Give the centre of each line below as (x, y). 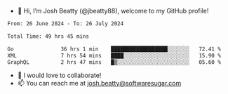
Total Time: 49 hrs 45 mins (48, 36)
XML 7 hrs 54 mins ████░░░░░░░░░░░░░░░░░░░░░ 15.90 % (114, 55)
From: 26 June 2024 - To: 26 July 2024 (66, 24)
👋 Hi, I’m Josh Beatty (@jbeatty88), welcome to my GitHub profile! (113, 11)
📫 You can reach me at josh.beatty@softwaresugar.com (99, 83)
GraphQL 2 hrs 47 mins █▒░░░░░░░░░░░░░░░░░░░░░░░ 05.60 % (114, 62)
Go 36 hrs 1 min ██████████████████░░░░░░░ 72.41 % (114, 49)
